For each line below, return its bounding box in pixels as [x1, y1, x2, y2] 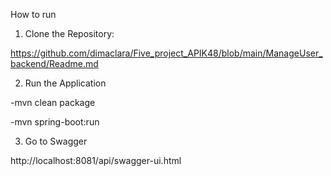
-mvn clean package [10, 97, 96, 108]
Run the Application [24, 77, 107, 89]
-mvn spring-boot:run [10, 116, 100, 128]
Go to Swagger [24, 135, 88, 147]
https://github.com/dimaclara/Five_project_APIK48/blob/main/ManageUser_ [10, 47, 323, 59]
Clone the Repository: [24, 28, 115, 39]
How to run [10, 9, 57, 20]
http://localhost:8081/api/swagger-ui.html [10, 155, 182, 166]
